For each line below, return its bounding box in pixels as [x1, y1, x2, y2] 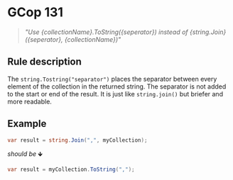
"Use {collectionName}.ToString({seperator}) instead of [24, 28, 188, 36]
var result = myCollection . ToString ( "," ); [7, 166, 135, 174]
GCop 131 [7, 4, 64, 21]
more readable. [7, 97, 52, 106]
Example [7, 118, 47, 130]
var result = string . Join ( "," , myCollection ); [7, 136, 148, 144]
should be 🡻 [7, 150, 43, 158]
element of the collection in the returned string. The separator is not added [7, 82, 227, 91]
